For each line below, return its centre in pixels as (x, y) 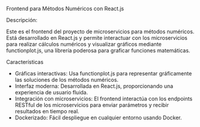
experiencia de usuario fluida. (51, 92)
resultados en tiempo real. (47, 111)
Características (25, 62)
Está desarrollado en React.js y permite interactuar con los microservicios (97, 38)
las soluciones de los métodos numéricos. (67, 80)
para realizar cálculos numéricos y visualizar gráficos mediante (84, 44)
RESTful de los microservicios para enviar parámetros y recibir (92, 105)
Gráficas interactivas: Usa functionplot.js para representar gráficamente (103, 73)
